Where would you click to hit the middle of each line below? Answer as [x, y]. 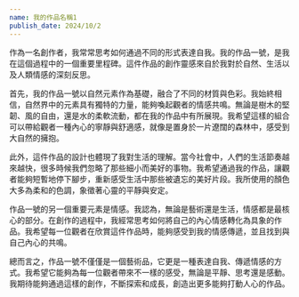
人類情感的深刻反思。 [56, 74]
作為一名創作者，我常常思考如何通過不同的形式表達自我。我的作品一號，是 [145, 52]
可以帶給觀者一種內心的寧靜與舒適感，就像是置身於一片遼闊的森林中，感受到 [149, 126]
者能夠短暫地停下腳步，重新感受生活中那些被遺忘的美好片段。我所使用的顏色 [149, 179]
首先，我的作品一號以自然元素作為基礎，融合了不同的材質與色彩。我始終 [141, 93]
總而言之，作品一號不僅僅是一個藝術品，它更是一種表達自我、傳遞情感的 [141, 261]
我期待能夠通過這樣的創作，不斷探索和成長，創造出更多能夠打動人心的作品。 [149, 283]
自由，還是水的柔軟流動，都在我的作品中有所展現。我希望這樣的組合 [165, 116]
